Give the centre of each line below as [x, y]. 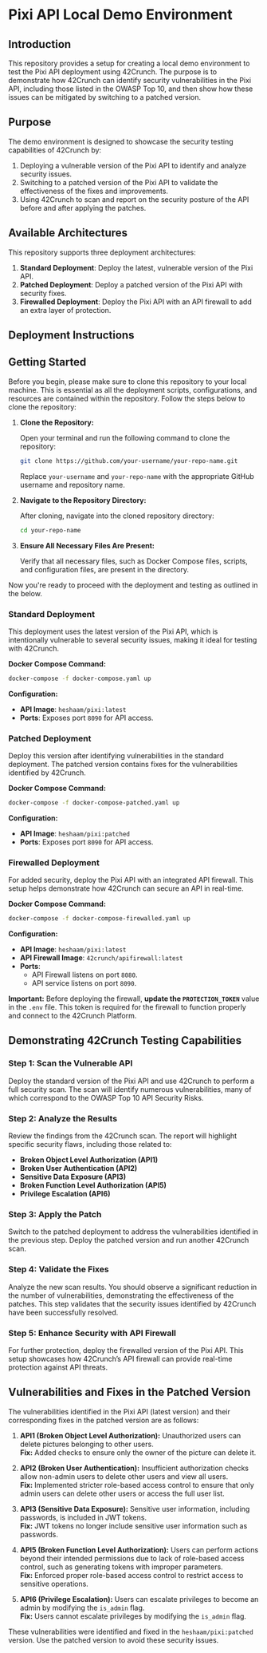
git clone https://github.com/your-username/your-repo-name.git [129, 461]
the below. [25, 593]
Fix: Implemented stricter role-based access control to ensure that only [137, 1485]
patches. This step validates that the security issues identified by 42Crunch [132, 1303]
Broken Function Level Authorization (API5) [93, 1185]
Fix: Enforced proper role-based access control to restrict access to [132, 1575]
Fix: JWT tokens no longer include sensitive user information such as [133, 1525]
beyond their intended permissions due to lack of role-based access [132, 1558]
